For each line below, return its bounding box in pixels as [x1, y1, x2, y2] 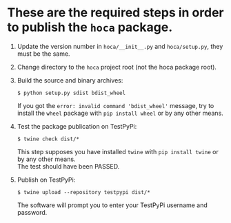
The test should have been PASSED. [17, 162, 120, 170]
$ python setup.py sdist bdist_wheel [17, 89, 126, 96]
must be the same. [17, 50, 70, 58]
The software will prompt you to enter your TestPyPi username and [17, 201, 208, 209]
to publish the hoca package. [7, 19, 173, 35]
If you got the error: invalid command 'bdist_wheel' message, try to [17, 101, 214, 109]
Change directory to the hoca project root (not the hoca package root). [17, 63, 217, 71]
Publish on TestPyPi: [17, 176, 76, 184]
